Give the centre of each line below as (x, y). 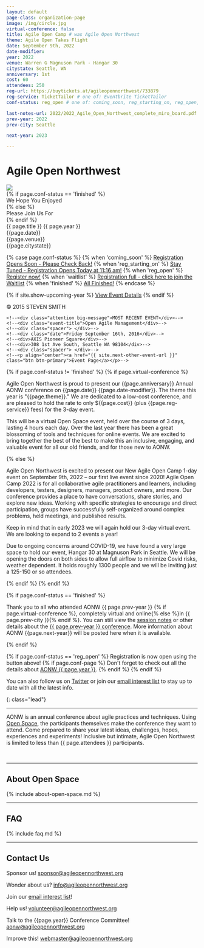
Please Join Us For (30, 213)
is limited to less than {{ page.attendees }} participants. (75, 743)
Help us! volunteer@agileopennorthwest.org (62, 908)
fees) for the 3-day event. (63, 410)
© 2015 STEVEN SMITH (36, 307)
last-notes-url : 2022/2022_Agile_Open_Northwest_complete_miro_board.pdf (102, 113)
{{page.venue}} (26, 239)
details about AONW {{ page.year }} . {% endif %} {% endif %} (84, 669)
